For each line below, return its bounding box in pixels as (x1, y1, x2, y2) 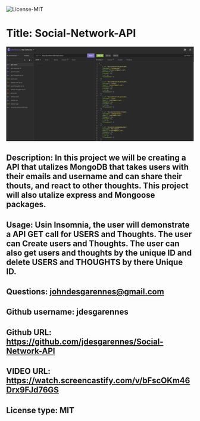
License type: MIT (6, 405, 74, 415)
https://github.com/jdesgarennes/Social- (6, 336, 164, 346)
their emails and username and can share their (6, 171, 183, 182)
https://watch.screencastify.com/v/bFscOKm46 (6, 376, 190, 386)
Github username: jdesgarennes (6, 307, 129, 317)
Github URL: (6, 327, 52, 337)
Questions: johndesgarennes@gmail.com (6, 287, 165, 297)
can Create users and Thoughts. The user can (6, 238, 180, 248)
